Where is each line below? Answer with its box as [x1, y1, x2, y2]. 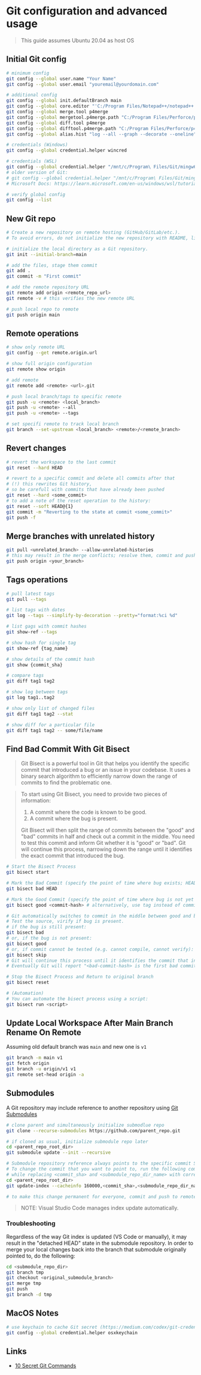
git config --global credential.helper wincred [6, 148, 127, 154]
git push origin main [6, 312, 60, 318]
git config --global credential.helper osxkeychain [6, 1329, 138, 1335]
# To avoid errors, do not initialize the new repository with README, [6, 235, 188, 241]
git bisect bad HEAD [6, 886, 58, 892]
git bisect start [6, 869, 50, 875]
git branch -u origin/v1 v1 [6, 1066, 77, 1072]
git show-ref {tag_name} [6, 645, 68, 651]
